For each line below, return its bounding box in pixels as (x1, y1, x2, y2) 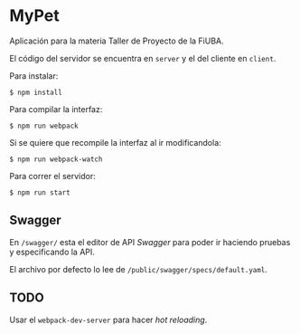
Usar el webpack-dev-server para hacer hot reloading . (9, 314, 208, 325)
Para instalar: (9, 70, 59, 81)
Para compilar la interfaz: (9, 103, 103, 114)
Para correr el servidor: (9, 170, 97, 181)
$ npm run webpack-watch (9, 155, 103, 164)
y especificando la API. (9, 246, 95, 257)
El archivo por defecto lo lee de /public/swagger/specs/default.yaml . (9, 263, 268, 274)
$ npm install (9, 88, 63, 97)
